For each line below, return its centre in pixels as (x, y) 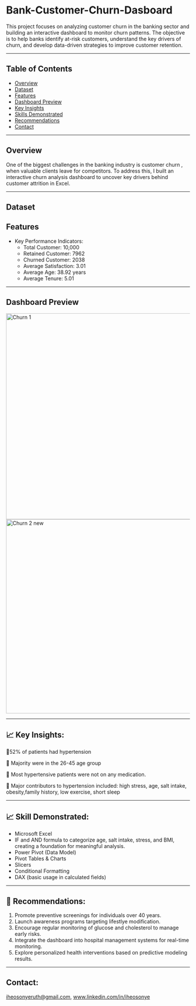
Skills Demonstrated (38, 114)
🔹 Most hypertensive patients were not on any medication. (76, 775)
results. (24, 959)
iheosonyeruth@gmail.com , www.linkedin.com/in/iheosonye (78, 997)
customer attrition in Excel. (38, 183)
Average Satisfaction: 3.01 (55, 266)
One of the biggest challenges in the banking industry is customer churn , (94, 164)
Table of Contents (39, 69)
